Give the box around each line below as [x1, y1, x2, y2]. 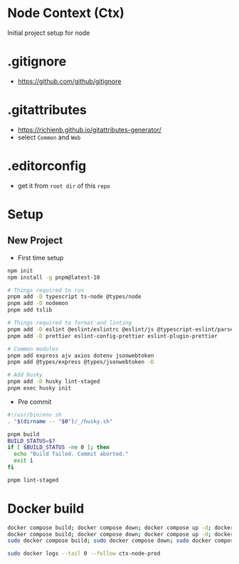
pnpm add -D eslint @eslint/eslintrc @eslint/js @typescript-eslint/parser [7, 326, 237, 333]
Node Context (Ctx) [7, 5, 124, 21]
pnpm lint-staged [7, 477, 59, 484]
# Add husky [7, 371, 43, 378]
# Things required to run [7, 287, 84, 294]
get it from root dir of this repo [17, 181, 110, 190]
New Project [7, 235, 63, 247]
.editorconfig [7, 158, 87, 174]
